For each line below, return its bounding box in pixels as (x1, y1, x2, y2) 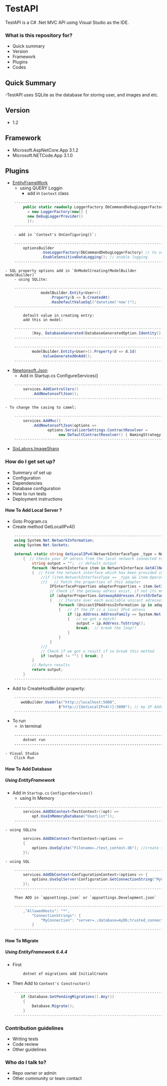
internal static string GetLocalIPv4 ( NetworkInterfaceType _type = (14, 552, 157, 557)
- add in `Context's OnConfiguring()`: (14, 232, 97, 237)
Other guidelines (12, 1047, 47, 1053)
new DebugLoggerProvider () (27, 214, 83, 219)
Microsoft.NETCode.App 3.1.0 (12, 152, 73, 158)
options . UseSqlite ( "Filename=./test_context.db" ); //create (31, 845, 159, 850)
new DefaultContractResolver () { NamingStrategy (58, 432, 162, 437)
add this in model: (23, 318, 64, 323)
